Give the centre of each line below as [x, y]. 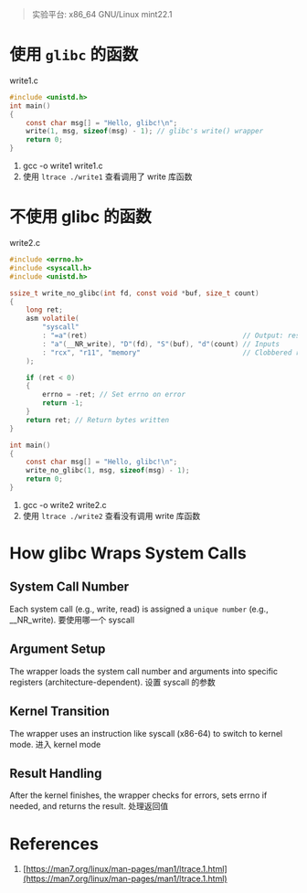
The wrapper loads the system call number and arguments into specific [144, 671]
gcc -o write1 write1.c [63, 166]
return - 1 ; [63, 403]
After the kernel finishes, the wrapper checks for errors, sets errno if [138, 795]
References [54, 844]
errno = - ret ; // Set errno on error [114, 395]
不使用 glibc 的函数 [81, 217]
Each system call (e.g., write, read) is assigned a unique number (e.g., [139, 609]
